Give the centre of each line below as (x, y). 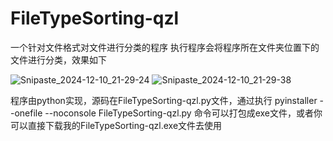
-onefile (26, 113)
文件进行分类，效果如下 (58, 59)
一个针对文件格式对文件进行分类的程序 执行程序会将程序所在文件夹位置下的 (165, 47)
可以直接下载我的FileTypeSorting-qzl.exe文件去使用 (116, 125)
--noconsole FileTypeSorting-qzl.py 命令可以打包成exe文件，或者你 (183, 113)
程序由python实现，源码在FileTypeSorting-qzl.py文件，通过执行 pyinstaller (164, 100)
